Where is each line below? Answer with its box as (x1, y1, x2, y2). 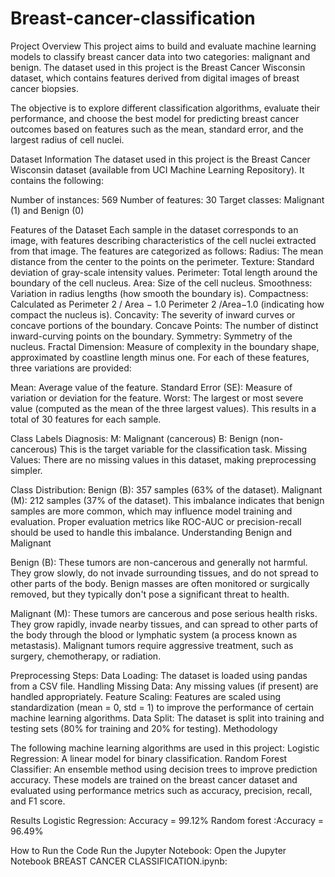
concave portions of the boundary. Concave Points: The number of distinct (10, 319, 319, 331)
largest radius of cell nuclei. (10, 133, 125, 146)
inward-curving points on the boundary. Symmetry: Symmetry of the (10, 330, 293, 342)
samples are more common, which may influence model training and (10, 505, 293, 517)
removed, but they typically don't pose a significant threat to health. (10, 588, 290, 600)
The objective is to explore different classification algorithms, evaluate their (10, 102, 320, 114)
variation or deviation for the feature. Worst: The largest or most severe (10, 392, 304, 404)
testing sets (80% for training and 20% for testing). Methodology (10, 722, 278, 734)
